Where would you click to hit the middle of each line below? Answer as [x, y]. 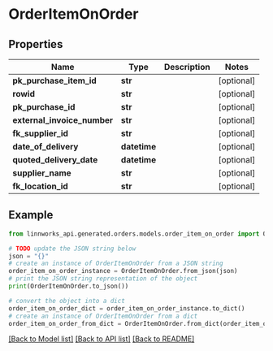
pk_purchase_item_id [55, 80]
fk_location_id [41, 186]
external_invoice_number [63, 120]
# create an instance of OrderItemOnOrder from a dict [103, 316]
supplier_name [42, 173]
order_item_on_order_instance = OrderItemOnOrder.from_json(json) [123, 271]
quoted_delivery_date [55, 160]
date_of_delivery [45, 147]
